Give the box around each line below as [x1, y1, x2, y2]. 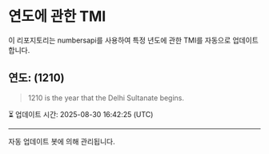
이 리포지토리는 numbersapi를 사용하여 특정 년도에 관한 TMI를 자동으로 [8, 35, 231, 45]
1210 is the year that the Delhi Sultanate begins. [27, 93, 185, 103]
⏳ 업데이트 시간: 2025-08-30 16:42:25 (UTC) [8, 109, 154, 119]
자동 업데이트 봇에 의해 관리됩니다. [8, 136, 115, 146]
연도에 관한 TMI [8, 7, 106, 26]
